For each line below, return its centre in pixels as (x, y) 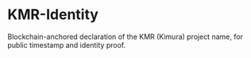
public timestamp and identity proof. (67, 44)
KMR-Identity (53, 15)
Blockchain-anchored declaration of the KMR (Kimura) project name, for (125, 37)
